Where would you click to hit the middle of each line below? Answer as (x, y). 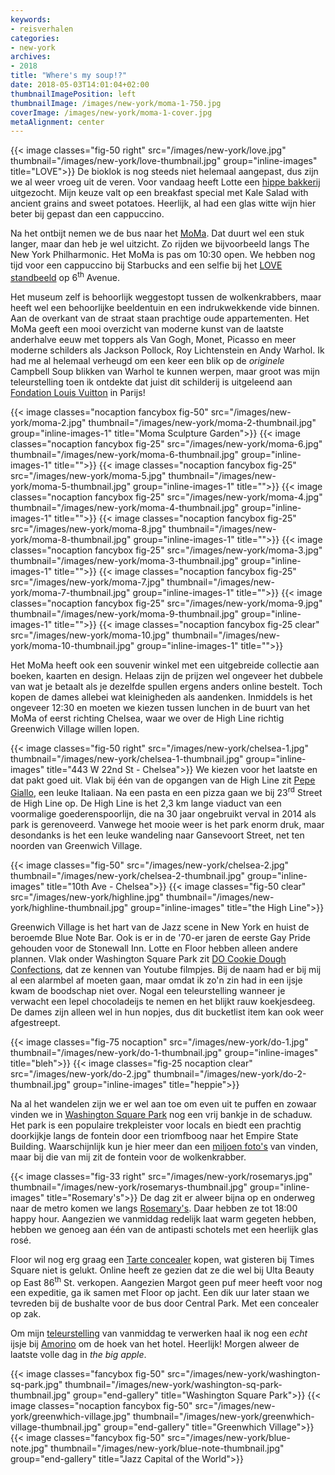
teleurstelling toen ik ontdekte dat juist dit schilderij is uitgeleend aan (151, 382)
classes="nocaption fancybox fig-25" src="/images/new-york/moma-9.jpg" (166, 603)
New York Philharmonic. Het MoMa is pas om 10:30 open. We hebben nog (163, 255)
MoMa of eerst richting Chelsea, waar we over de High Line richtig (147, 718)
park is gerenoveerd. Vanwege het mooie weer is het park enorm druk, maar (167, 824)
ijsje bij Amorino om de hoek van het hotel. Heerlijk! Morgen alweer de (155, 1344)
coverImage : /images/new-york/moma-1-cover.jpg (111, 112)
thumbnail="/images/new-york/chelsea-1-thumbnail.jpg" (127, 758)
